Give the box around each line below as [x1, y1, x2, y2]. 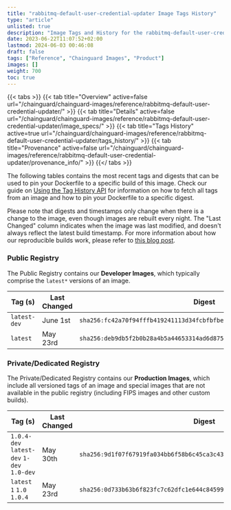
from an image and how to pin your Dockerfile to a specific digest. [7, 194, 195, 202]
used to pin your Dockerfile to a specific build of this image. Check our [7, 179, 208, 188]
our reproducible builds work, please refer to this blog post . [7, 236, 175, 245]
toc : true [7, 74, 36, 81]
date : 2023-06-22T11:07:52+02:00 [7, 36, 103, 43]
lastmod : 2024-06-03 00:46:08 [7, 42, 94, 49]
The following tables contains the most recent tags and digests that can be [7, 172, 219, 180]
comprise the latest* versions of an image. [7, 276, 131, 285]
